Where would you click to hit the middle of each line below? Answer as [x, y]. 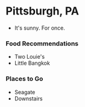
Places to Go [24, 79]
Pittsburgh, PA [42, 11]
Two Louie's [30, 57]
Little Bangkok [32, 63]
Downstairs [28, 99]
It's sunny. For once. [40, 28]
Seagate [25, 92]
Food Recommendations [42, 44]
